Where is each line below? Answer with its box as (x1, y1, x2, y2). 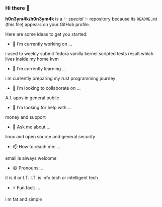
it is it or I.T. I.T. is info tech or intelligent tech (5, 175, 98, 181)
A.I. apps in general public (5, 95, 59, 101)
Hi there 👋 (5, 5, 30, 12)
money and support (5, 114, 46, 120)
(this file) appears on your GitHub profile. (5, 22, 91, 28)
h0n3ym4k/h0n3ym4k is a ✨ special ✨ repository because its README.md (5, 16, 157, 22)
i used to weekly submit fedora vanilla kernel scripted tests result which (5, 51, 154, 57)
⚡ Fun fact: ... (12, 185, 40, 191)
